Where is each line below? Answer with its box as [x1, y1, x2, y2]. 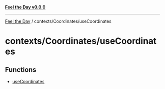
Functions [5, 65, 37, 74]
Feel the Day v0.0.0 [5, 4, 46, 10]
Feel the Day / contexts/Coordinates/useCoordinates [5, 18, 111, 24]
